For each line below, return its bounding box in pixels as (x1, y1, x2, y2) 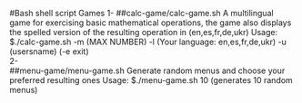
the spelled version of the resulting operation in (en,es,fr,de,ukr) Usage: (9, 27, 278, 37)
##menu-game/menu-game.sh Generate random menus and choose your (9, 65, 286, 76)
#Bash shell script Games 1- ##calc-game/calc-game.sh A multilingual (9, 8, 275, 18)
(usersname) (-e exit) (9, 46, 89, 57)
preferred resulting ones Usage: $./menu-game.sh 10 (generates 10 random (9, 75, 293, 85)
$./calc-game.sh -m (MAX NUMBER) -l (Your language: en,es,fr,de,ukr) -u (9, 36, 287, 47)
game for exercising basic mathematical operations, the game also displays (9, 17, 292, 28)
